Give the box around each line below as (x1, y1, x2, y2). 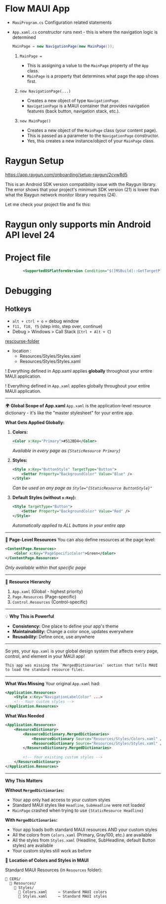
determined (12, 34, 36, 40)
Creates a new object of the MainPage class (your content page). (27, 127, 157, 133)
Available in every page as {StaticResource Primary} (12, 448, 121, 453)
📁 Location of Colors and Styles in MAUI (5, 857, 89, 863)
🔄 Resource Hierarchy (5, 579, 51, 584)
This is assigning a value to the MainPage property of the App (27, 63, 149, 68)
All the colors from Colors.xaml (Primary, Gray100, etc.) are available (12, 832, 152, 838)
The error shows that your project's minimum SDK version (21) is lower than (5, 187, 159, 193)
